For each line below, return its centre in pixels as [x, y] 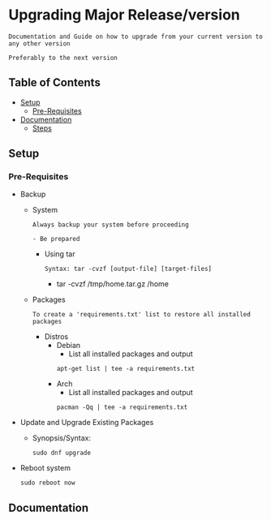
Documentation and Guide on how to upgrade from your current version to [136, 37]
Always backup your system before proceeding [110, 225]
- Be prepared [56, 239]
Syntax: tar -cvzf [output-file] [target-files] [128, 269]
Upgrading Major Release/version [125, 15]
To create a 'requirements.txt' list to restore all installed [142, 315]
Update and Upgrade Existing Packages [87, 423]
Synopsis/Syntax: [62, 438]
